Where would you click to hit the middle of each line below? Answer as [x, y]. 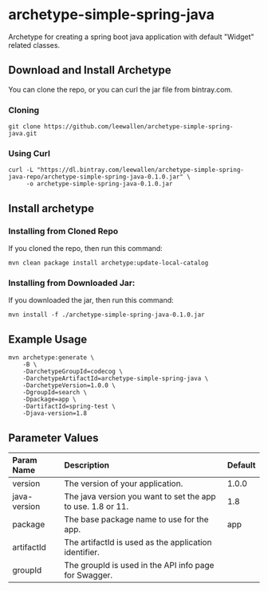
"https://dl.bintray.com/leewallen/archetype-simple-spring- [141, 170]
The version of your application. [123, 483]
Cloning [24, 110]
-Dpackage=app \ [50, 400]
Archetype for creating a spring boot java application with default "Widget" [131, 37]
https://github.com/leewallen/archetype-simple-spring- [138, 127]
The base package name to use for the [136, 519]
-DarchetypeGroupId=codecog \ [73, 372]
